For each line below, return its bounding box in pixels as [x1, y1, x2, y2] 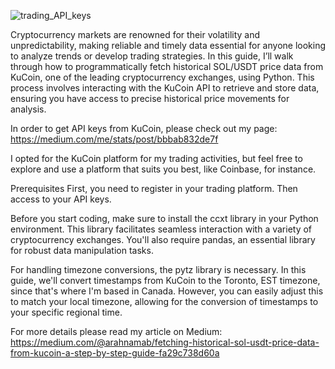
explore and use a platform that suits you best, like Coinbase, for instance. [10, 163, 317, 175]
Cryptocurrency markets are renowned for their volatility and [10, 29, 261, 40]
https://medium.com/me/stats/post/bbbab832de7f [10, 133, 219, 145]
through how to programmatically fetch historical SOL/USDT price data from [10, 61, 324, 72]
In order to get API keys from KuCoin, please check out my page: [10, 123, 278, 134]
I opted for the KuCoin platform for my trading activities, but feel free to [10, 153, 303, 164]
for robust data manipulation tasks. [10, 245, 154, 256]
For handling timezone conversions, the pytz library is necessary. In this [10, 264, 307, 275]
